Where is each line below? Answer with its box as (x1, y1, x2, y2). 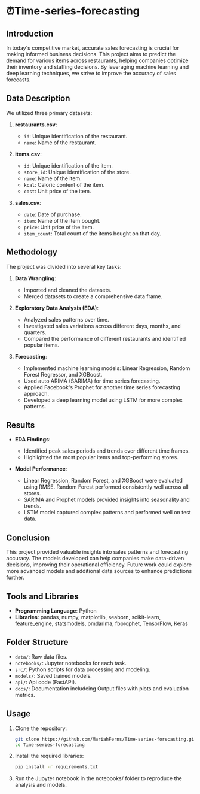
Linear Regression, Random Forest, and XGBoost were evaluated (23, 477, 183, 484)
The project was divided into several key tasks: (6, 263, 122, 270)
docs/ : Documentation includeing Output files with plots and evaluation (14, 684, 189, 692)
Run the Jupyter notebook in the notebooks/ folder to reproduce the (14, 775, 182, 782)
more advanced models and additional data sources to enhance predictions (6, 568, 192, 575)
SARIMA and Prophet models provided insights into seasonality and (23, 496, 190, 504)
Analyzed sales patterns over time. (23, 316, 109, 323)
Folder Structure (6, 637, 69, 647)
